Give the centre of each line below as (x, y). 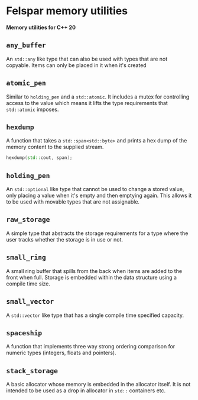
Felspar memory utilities (67, 11)
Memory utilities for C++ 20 (41, 27)
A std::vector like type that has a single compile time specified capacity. (95, 315)
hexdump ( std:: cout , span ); (39, 158)
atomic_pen (26, 83)
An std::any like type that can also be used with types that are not (87, 59)
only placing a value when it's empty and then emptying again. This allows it (99, 196)
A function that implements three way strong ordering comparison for (91, 347)
